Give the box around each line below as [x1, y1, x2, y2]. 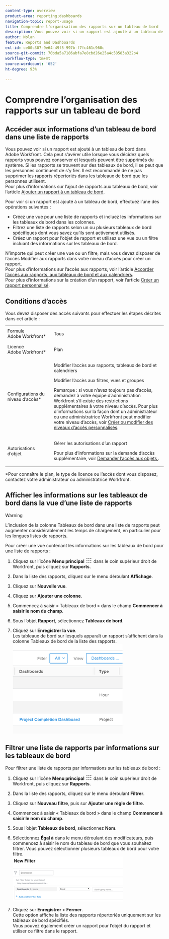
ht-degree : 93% [5, 66, 37, 71]
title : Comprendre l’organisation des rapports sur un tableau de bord [5, 24, 158, 29]
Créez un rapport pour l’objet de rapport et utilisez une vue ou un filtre [12, 235, 158, 241]
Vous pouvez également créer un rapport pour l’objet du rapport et [12, 922, 151, 928]
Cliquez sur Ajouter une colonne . [12, 593, 82, 599]
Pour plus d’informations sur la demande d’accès [53, 450, 155, 456]
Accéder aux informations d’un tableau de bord [5, 125, 156, 133]
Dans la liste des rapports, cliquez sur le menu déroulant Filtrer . [12, 790, 145, 797]
